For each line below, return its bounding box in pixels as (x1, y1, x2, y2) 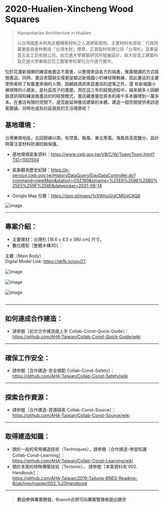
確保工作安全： (5, 354, 50, 362)
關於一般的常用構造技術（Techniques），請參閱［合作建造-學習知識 (12, 446, 147, 452)
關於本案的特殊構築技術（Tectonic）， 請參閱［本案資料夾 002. (12, 464, 138, 469)
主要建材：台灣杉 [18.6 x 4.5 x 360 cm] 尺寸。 (12, 236, 104, 242)
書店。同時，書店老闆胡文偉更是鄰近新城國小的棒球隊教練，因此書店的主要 (9, 75, 159, 81)
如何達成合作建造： (5, 314, 63, 323)
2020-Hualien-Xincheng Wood (5, 3, 133, 15)
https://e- (50, 167, 70, 173)
